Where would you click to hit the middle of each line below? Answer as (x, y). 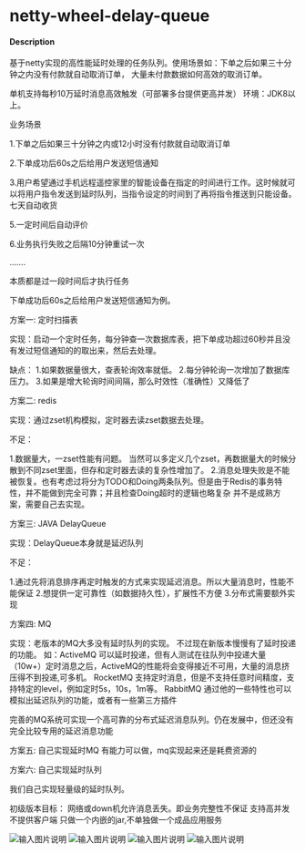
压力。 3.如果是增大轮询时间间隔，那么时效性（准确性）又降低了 (130, 381)
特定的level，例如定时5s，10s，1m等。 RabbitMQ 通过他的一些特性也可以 (154, 689)
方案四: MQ (30, 624)
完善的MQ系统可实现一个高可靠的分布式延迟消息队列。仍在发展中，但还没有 (152, 720)
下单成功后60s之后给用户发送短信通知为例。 (92, 301)
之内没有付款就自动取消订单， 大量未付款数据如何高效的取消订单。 (142, 75)
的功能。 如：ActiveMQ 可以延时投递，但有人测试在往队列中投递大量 (138, 655)
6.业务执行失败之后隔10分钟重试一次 (77, 244)
